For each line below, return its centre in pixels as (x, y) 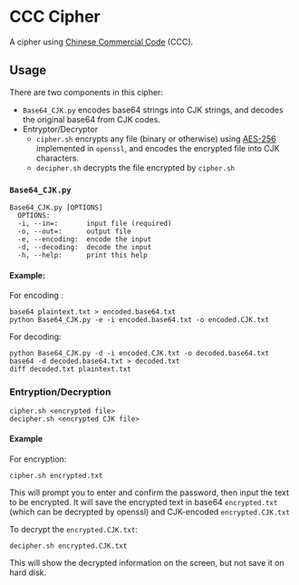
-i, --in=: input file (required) (95, 224)
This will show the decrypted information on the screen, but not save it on (147, 562)
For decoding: (35, 336)
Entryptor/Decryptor (60, 129)
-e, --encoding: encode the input (85, 239)
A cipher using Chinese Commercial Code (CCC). (101, 42)
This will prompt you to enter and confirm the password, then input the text (149, 492)
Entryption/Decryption (60, 392)
